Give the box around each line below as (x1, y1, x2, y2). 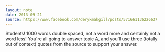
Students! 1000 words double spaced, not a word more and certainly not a (5, 31, 160, 37)
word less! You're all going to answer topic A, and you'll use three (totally (5, 36, 158, 42)
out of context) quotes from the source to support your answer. (5, 41, 138, 47)
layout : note (5, 7, 33, 13)
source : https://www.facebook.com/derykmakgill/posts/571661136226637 (5, 17, 158, 22)
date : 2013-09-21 (5, 12, 42, 17)
